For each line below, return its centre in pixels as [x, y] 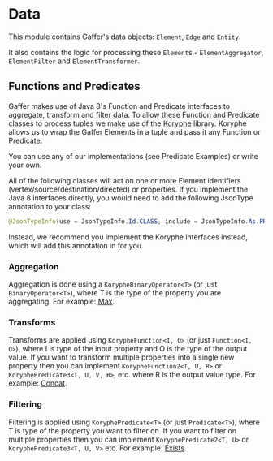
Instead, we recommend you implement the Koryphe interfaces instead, [128, 237]
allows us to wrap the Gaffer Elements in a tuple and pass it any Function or [134, 131]
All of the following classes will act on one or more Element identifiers [125, 180]
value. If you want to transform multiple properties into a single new [121, 357]
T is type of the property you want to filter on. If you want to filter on [123, 430]
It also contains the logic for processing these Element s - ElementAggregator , [136, 52]
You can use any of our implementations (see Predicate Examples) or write [133, 156]
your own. [25, 165]
